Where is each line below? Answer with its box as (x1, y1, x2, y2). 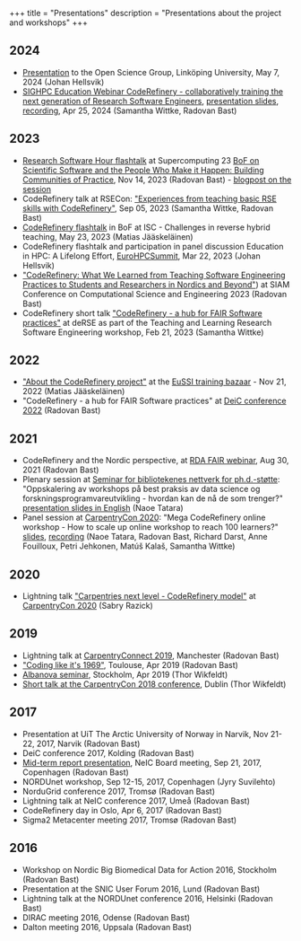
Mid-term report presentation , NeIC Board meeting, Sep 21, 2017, (21, 757, 262, 768)
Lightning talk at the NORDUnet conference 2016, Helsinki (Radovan (21, 893, 273, 903)
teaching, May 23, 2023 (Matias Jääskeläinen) (21, 231, 194, 242)
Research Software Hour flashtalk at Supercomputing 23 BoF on (21, 154, 260, 165)
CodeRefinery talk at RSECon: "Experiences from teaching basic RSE (21, 193, 278, 204)
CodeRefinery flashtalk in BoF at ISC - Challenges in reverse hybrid (21, 222, 271, 233)
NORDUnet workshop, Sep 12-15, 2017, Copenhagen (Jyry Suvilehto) (21, 776, 276, 787)
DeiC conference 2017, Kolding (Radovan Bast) (21, 747, 194, 758)
